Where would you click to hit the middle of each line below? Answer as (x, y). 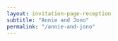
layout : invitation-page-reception (59, 14)
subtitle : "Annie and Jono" (48, 20)
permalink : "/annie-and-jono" (51, 26)
